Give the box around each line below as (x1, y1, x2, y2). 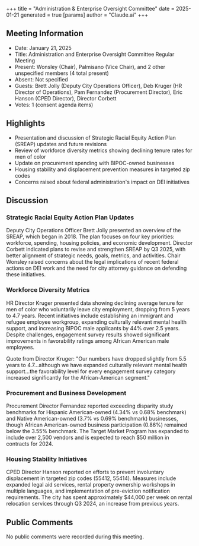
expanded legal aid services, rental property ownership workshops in (6, 481, 175, 488)
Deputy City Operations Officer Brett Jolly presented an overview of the (6, 227, 181, 234)
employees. (6, 343, 34, 351)
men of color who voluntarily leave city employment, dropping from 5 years (6, 305, 190, 313)
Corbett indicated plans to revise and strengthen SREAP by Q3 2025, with (6, 246, 186, 253)
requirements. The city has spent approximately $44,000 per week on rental (6, 494, 192, 501)
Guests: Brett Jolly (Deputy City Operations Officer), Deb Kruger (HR (14, 82, 182, 89)
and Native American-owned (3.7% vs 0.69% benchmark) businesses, (6, 415, 179, 422)
